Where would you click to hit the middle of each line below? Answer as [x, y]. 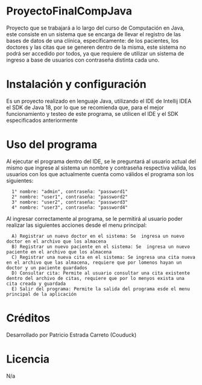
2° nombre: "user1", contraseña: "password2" [70, 197]
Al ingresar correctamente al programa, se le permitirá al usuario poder [94, 218]
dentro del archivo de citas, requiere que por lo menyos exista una [96, 278]
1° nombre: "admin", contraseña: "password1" [70, 191]
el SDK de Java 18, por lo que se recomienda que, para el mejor [85, 107]
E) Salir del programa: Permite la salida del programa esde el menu [101, 289]
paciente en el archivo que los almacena [59, 252]
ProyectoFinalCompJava [69, 11]
